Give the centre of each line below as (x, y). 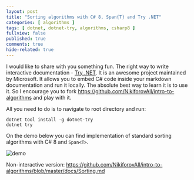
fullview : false (26, 33)
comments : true (25, 45)
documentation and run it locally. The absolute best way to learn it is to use (97, 85)
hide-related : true (30, 50)
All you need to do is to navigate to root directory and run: (76, 108)
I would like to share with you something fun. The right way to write (88, 66)
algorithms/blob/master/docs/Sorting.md (56, 171)
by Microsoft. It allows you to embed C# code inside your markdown (89, 79)
